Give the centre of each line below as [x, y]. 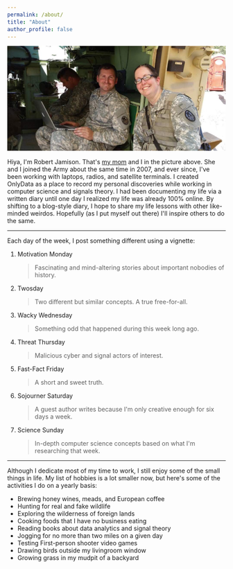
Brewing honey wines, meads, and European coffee [91, 498]
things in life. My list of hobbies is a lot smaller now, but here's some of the [114, 478]
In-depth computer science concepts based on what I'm [115, 443]
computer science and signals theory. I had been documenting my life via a [114, 191]
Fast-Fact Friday [41, 369]
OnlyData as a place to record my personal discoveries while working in [110, 184]
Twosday [30, 288]
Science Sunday [41, 430]
